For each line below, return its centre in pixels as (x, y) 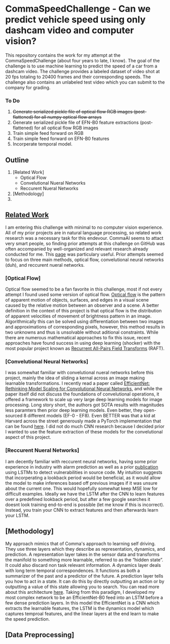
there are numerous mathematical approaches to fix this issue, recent (78, 338)
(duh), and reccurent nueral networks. (45, 265)
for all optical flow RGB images (66, 128)
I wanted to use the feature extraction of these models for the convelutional (84, 432)
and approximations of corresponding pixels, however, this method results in (85, 327)
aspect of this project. (28, 437)
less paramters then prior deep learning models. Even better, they (74, 410)
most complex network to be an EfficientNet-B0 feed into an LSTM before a (84, 597)
